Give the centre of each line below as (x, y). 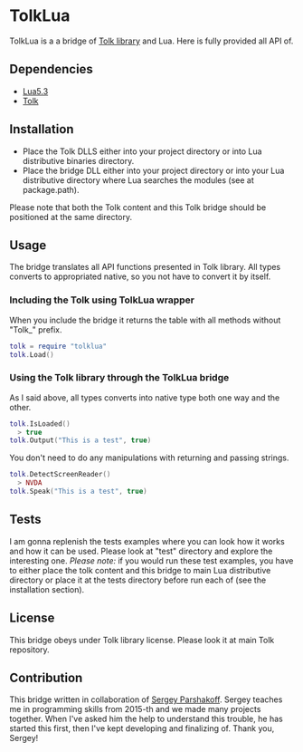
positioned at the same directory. (71, 217)
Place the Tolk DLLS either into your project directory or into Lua (142, 151)
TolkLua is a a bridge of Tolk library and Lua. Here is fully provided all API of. (151, 41)
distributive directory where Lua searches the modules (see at (138, 180)
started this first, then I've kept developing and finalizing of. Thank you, (142, 728)
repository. (29, 650)
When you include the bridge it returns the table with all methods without (145, 320)
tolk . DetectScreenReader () (60, 475)
